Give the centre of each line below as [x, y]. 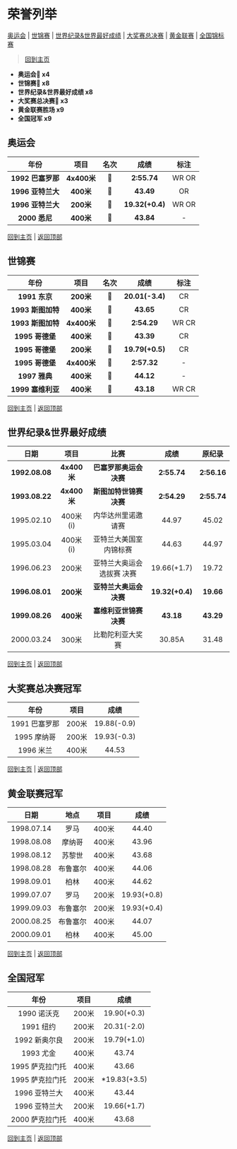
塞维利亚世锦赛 [118, 611]
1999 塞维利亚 [35, 389]
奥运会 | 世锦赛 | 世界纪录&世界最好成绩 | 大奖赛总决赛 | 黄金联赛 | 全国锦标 [116, 35]
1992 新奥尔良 [39, 1039]
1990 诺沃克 [39, 1013]
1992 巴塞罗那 [35, 178]
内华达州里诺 [114, 515]
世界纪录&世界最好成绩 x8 [55, 92]
